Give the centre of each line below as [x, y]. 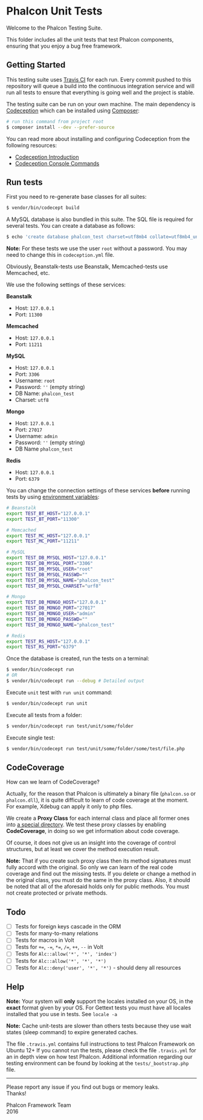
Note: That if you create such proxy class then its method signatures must [99, 861]
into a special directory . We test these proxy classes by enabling [86, 825]
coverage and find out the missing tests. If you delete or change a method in [101, 874]
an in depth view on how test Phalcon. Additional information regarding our [99, 1057]
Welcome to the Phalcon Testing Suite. [54, 28]
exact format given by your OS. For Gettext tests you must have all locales [99, 1008]
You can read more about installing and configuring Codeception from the [98, 139]
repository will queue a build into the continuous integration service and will [100, 86]
